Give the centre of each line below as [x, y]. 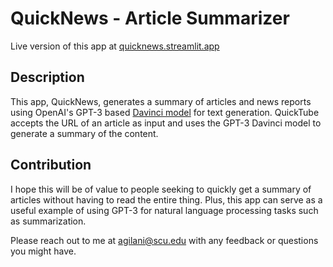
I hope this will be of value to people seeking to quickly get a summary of [161, 189]
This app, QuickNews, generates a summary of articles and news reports [161, 101]
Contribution [51, 165]
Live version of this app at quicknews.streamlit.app [115, 46]
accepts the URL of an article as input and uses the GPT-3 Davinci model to [166, 123]
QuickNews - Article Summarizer [150, 18]
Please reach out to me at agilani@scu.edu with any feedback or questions [164, 240]
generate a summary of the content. [84, 133]
